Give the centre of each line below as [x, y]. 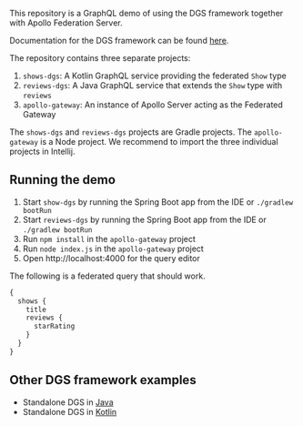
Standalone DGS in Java [68, 402]
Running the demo [63, 180]
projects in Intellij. [42, 151]
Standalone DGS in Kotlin [70, 411]
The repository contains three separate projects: [100, 58]
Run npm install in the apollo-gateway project [109, 238]
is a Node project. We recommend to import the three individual [160, 142]
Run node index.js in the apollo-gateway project [113, 248]
